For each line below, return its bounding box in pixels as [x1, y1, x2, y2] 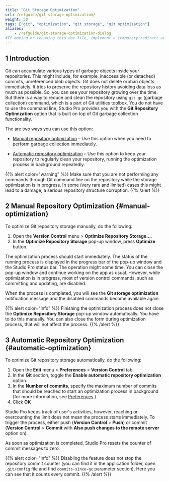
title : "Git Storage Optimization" [5, 7, 80, 13]
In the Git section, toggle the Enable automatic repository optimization [12, 372, 161, 379]
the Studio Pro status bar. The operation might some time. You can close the [5, 264, 163, 270]
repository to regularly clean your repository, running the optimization [12, 156, 157, 162]
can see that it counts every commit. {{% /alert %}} [5, 471, 112, 477]
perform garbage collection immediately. [12, 141, 97, 147]
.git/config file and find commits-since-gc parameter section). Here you [5, 466, 155, 472]
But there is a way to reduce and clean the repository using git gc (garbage [5, 94, 162, 100]
